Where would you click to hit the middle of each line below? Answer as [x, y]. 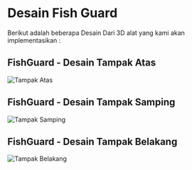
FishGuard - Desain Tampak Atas [82, 63]
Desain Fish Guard [63, 13]
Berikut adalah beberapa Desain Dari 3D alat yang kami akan [96, 33]
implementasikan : [34, 40]
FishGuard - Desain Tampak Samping [91, 102]
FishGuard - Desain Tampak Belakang [92, 141]
